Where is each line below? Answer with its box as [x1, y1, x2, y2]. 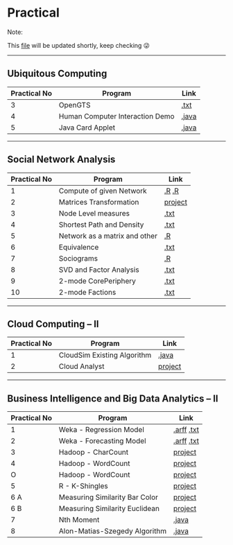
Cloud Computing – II [7, 318, 99, 330]
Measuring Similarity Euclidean [58, 504, 159, 514]
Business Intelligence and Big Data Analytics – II [7, 392, 218, 404]
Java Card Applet [58, 123, 116, 132]
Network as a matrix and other [58, 231, 158, 241]
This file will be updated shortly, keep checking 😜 [7, 41, 150, 49]
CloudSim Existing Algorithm [58, 350, 152, 360]
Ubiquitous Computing [7, 68, 107, 80]
